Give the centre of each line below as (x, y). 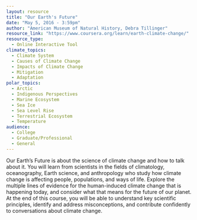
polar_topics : (24, 83)
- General (23, 143)
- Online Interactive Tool (45, 45)
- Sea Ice (23, 105)
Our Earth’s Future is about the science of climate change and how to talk (95, 160)
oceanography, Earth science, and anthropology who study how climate (94, 173)
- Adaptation (28, 77)
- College (23, 133)
